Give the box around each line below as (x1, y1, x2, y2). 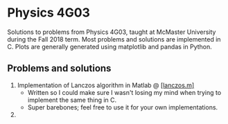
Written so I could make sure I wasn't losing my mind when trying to (27, 88, 222, 96)
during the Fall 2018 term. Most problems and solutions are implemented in (7, 35, 221, 43)
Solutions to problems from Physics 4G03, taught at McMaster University (7, 28, 216, 36)
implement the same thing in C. (27, 96, 117, 104)
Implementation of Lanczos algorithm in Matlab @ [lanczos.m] (17, 81, 195, 89)
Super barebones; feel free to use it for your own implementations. (27, 103, 218, 112)
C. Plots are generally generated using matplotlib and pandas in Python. (7, 42, 213, 51)
